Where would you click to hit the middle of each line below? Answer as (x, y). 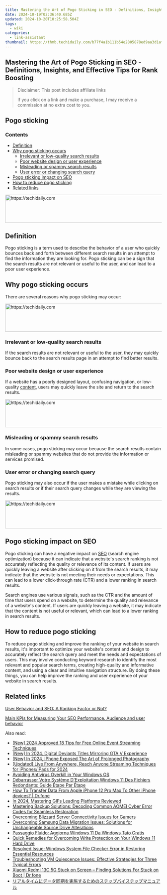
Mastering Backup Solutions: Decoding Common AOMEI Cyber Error (82, 806)
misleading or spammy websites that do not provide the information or (77, 454)
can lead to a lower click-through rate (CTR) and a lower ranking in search (81, 580)
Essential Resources (33, 854)
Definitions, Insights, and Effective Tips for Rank (82, 70)
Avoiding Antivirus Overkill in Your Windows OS (61, 774)
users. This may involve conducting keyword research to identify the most (81, 659)
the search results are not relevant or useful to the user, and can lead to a (80, 264)
